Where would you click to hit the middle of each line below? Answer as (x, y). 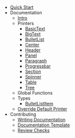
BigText (33, 34)
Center (32, 45)
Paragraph (36, 61)
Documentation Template (44, 125)
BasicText (35, 29)
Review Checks (33, 130)
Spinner (33, 77)
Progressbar (38, 66)
